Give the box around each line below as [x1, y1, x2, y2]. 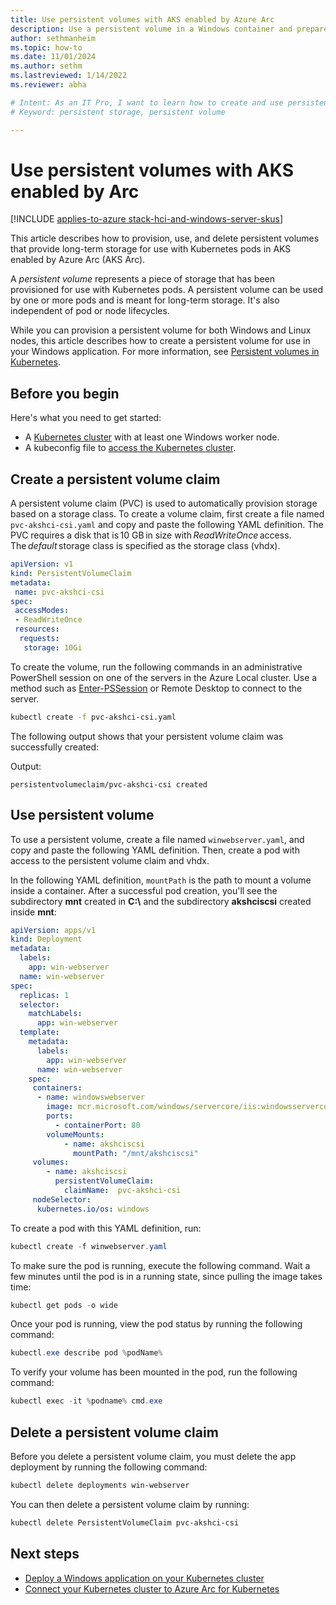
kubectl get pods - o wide [10, 1300, 118, 1310]
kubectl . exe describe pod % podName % [10, 1348, 163, 1358]
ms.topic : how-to [10, 42, 83, 53]
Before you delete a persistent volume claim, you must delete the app [10, 1450, 297, 1462]
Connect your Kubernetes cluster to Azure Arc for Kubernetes [24, 1582, 280, 1595]
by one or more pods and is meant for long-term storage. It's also [10, 294, 280, 306]
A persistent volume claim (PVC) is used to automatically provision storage [10, 497, 318, 510]
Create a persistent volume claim [10, 471, 221, 488]
